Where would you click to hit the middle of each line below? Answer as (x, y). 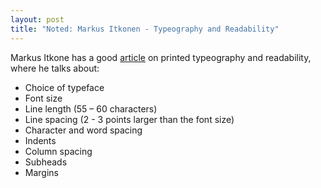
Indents (40, 140)
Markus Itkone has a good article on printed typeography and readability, (161, 57)
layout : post (37, 19)
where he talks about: (55, 68)
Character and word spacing (83, 130)
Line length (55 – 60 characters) (91, 108)
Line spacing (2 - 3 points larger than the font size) (129, 119)
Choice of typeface (64, 87)
